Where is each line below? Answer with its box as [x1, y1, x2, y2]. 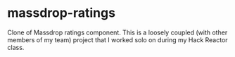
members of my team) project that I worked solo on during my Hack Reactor [7, 35, 228, 44]
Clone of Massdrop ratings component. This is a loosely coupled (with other [7, 28, 228, 37]
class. [7, 43, 25, 51]
